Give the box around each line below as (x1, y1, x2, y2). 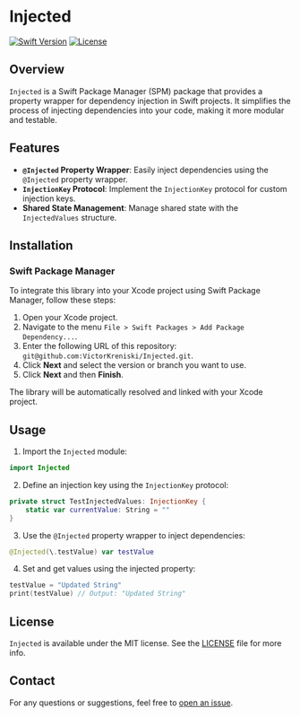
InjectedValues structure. (21, 212, 117, 223)
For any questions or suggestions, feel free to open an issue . (9, 697, 234, 708)
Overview (9, 62, 65, 77)
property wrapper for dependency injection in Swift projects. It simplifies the (9, 95, 291, 106)
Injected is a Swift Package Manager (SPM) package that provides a (9, 85, 263, 96)
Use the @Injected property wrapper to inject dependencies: (21, 529, 246, 540)
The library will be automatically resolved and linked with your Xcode (9, 387, 264, 398)
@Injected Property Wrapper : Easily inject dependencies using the (21, 164, 269, 175)
